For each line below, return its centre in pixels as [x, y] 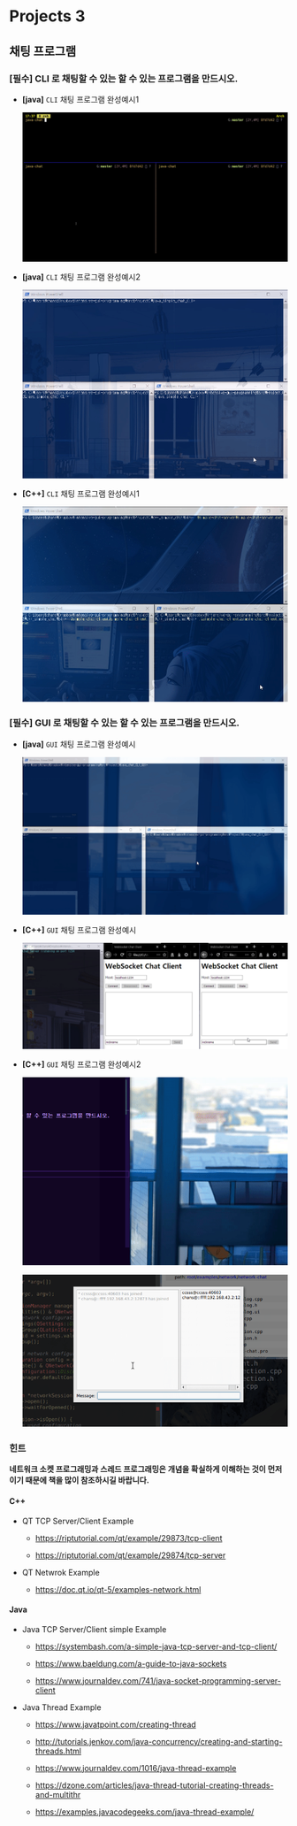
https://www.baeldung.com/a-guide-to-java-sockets [131, 1663]
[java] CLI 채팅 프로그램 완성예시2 [81, 277]
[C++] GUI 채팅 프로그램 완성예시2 [81, 1064]
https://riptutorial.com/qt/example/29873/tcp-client [129, 1538]
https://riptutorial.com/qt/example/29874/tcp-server [130, 1555]
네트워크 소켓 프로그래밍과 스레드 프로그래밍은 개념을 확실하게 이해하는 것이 [138, 1469]
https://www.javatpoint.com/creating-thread [115, 1724]
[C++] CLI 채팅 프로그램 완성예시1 [80, 494]
